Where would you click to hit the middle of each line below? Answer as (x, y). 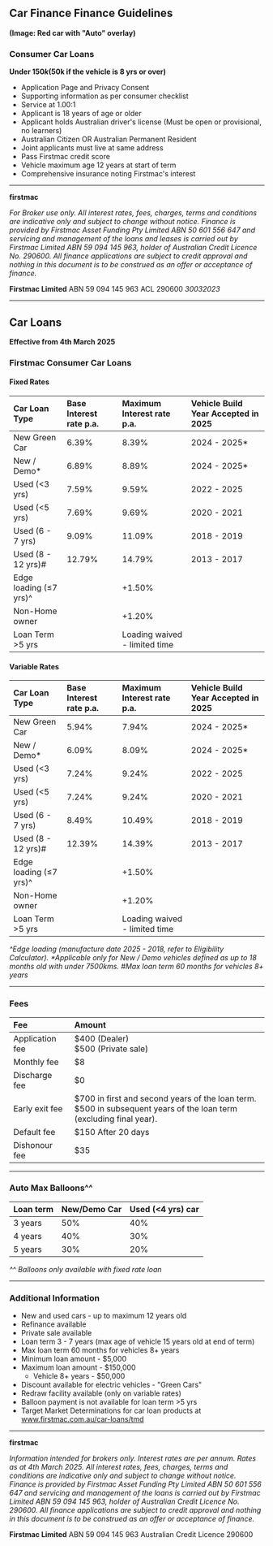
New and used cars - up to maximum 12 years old (104, 1316)
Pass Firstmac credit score (65, 157)
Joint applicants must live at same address (92, 148)
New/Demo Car (92, 1209)
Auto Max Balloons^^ (51, 1188)
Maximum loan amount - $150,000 (78, 1367)
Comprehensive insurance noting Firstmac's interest (108, 174)
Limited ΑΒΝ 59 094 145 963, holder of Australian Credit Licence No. (124, 1501)
